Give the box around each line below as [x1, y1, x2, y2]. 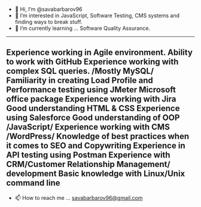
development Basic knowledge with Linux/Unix [6, 169, 185, 179]
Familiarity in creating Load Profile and [6, 75, 154, 86]
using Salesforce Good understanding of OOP [6, 113, 180, 123]
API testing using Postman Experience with [6, 150, 170, 160]
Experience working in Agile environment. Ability [6, 48, 193, 58]
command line [6, 178, 61, 188]
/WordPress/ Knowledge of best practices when [6, 131, 190, 141]
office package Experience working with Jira [6, 94, 176, 104]
